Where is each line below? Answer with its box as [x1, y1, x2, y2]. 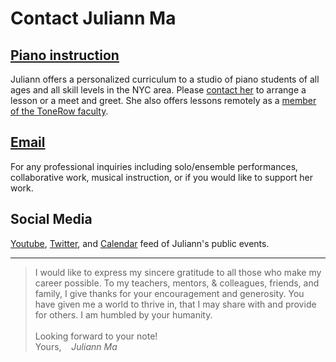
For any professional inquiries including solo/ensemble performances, [10, 160, 299, 172]
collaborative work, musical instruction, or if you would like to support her [10, 171, 314, 183]
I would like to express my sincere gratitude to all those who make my [34, 266, 322, 278]
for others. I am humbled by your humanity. [34, 308, 213, 321]
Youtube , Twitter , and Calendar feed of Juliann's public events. [10, 237, 270, 249]
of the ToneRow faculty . [10, 105, 109, 117]
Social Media [10, 211, 93, 228]
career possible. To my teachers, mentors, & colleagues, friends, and [34, 277, 320, 289]
